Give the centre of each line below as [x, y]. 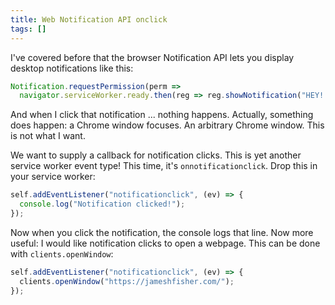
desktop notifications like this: [72, 68]
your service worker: [53, 177]
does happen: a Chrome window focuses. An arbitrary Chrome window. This [167, 125]
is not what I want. [48, 136]
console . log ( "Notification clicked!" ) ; [102, 204]
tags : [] [28, 29]
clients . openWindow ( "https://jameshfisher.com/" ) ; [127, 281]
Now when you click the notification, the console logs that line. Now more [162, 232]
